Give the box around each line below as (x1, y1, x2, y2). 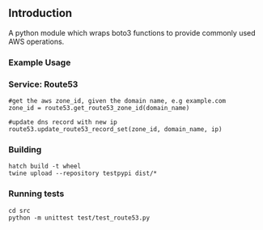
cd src (8, 207, 31, 215)
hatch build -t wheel (8, 162, 82, 171)
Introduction (8, 6, 73, 20)
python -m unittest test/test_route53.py (8, 214, 151, 222)
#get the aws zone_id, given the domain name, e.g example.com (8, 97, 227, 105)
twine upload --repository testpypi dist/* (8, 169, 158, 177)
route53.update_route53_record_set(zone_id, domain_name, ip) (8, 126, 223, 134)
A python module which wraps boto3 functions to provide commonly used (8, 28, 257, 37)
